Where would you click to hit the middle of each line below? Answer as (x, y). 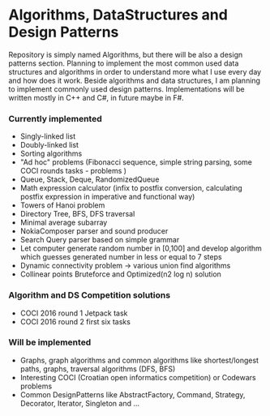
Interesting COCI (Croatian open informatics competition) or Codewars (138, 377)
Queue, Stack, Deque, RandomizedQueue (90, 179)
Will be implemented (50, 342)
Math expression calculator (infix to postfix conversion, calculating (131, 188)
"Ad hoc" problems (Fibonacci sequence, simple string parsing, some (136, 162)
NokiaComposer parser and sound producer (94, 231)
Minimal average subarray (64, 223)
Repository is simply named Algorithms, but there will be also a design (126, 54)
